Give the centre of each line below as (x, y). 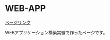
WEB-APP (25, 8)
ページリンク (18, 22)
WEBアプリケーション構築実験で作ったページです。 (56, 32)
